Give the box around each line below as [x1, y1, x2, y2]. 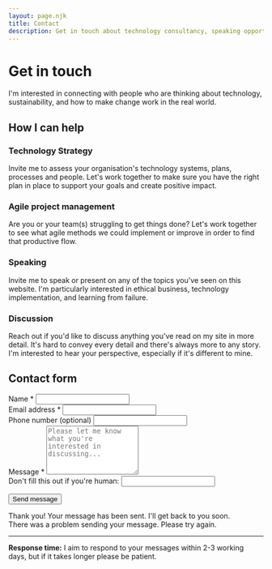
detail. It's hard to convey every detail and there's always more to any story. [8, 340, 261, 349]
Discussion [8, 313, 54, 324]
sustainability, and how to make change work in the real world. [8, 97, 217, 107]
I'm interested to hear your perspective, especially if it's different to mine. [8, 348, 253, 357]
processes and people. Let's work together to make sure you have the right [8, 172, 260, 182]
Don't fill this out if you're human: [8, 476, 120, 486]
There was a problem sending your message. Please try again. [8, 520, 217, 529]
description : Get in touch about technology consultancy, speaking [8, 27, 241, 35]
